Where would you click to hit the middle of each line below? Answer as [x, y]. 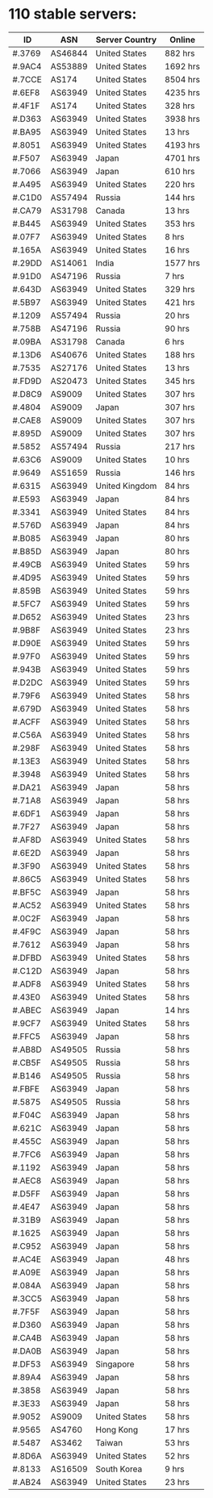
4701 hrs [182, 158]
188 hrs [180, 354]
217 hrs [180, 446]
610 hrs [180, 171]
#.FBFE [26, 1088]
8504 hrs [182, 79]
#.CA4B [27, 1337]
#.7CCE [27, 79]
